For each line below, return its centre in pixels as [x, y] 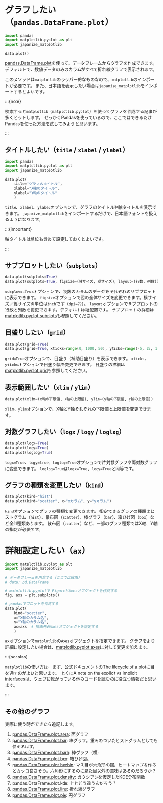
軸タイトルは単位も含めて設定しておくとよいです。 [56, 239]
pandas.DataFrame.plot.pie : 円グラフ [49, 795]
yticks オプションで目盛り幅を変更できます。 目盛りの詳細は [65, 365]
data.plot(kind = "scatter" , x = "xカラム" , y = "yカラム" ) [58, 501]
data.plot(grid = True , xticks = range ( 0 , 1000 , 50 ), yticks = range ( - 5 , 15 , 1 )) [83, 348]
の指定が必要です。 [24, 529]
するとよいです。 [30, 92]
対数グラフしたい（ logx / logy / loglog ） [65, 432]
